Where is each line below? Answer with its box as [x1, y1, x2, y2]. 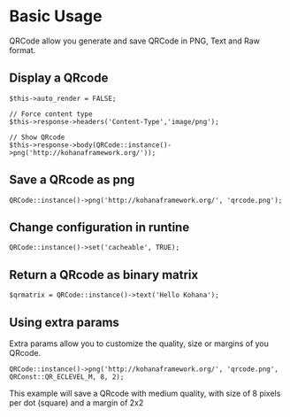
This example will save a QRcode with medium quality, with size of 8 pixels [9, 388, 281, 398]
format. [9, 44, 36, 55]
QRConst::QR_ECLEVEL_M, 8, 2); [9, 373, 125, 382]
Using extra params [9, 314, 119, 329]
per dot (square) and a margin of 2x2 [9, 398, 144, 408]
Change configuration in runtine [9, 220, 190, 235]
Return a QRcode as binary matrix [9, 267, 199, 282]
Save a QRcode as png [9, 173, 135, 188]
